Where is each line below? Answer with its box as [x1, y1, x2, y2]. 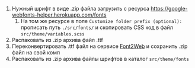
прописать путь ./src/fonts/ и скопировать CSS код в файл [20, 24, 173, 31]
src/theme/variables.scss [20, 31, 85, 37]
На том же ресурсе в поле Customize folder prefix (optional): [20, 18, 183, 24]
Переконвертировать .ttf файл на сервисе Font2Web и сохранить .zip [11, 43, 188, 50]
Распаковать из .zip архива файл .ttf [11, 37, 104, 43]
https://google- [151, 5, 188, 12]
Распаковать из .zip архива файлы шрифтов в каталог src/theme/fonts [11, 56, 190, 62]
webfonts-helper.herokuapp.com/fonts [11, 11, 107, 18]
